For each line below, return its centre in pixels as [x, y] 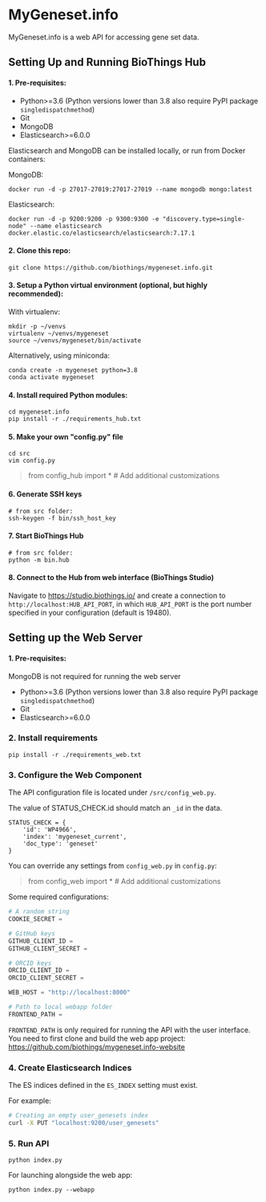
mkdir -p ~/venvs [37, 326]
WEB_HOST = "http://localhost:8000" [69, 993]
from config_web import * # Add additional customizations [124, 881]
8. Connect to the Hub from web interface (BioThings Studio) [111, 578]
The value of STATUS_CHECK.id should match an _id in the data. [115, 808]
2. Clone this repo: [40, 251]
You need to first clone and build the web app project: [97, 1038]
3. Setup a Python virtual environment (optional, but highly [108, 285]
